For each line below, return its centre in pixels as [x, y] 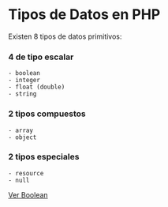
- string [22, 94]
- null [19, 180]
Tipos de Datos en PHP [84, 15]
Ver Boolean [28, 194]
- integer [24, 81]
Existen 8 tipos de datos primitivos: [65, 36]
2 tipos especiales [44, 157]
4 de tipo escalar [41, 57]
